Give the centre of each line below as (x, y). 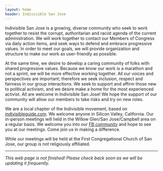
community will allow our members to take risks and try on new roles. (74, 99)
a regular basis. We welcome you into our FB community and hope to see (78, 124)
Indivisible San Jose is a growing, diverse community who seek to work (76, 28)
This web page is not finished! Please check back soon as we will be (74, 158)
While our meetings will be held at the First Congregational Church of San (78, 138)
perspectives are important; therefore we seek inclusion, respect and (74, 79)
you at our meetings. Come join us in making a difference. (63, 129)
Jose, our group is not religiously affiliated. (48, 144)
